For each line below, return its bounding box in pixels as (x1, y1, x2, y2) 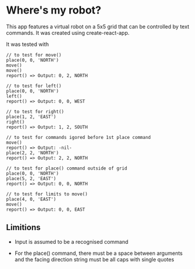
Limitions (6, 222, 41, 233)
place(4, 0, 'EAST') (6, 196, 57, 202)
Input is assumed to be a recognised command (14, 238, 129, 245)
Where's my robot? (6, 4, 102, 17)
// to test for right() (6, 108, 65, 115)
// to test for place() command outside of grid (6, 165, 127, 171)
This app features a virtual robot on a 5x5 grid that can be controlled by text (6, 23, 190, 30)
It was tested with (6, 41, 49, 48)
